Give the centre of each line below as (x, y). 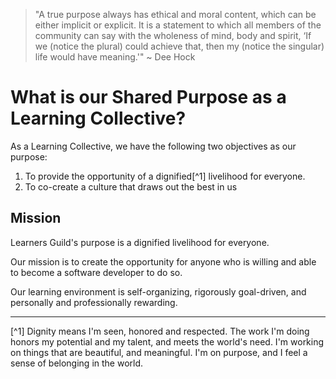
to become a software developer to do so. (96, 272)
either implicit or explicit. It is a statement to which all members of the (178, 25)
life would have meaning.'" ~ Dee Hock (115, 57)
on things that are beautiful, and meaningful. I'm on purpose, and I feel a (159, 352)
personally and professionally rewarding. (94, 302)
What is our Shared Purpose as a (148, 97)
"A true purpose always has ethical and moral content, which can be (175, 14)
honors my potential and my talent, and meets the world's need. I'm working (167, 341)
